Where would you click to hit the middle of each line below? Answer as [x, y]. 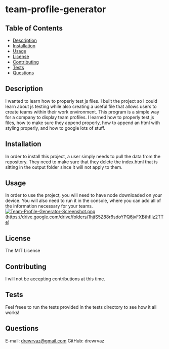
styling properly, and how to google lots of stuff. [55, 128]
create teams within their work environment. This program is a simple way [82, 112]
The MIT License [23, 251]
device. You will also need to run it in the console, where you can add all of [83, 201]
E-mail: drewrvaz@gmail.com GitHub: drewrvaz [55, 341]
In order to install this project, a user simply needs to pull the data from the [83, 156]
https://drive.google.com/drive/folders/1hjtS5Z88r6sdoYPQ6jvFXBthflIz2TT [85, 217]
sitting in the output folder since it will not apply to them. [64, 167]
